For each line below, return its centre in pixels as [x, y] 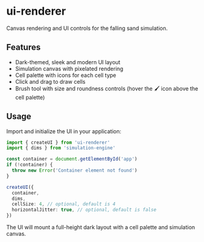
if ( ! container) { [30, 165]
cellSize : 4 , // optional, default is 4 [64, 204]
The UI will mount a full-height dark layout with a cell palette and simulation [101, 227]
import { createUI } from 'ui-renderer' [58, 142]
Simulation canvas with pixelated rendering [69, 68]
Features [23, 47]
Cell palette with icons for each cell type [66, 75]
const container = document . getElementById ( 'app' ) [72, 159]
